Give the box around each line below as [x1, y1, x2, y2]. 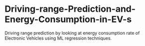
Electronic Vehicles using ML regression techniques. [4, 35, 112, 41]
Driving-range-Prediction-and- [4, 3, 136, 15]
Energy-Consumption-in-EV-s [4, 14, 132, 25]
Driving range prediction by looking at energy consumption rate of [4, 30, 140, 36]
